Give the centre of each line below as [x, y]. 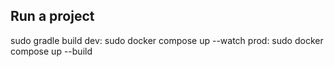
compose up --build [51, 51]
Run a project [52, 16]
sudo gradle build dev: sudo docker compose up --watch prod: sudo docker [167, 40]
